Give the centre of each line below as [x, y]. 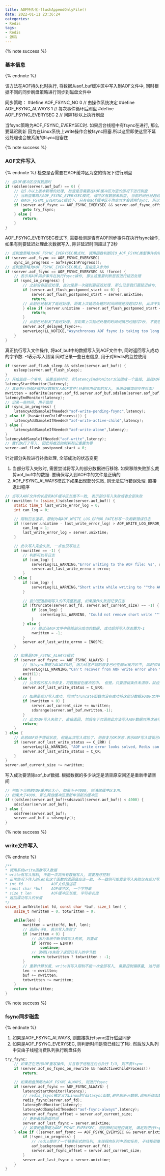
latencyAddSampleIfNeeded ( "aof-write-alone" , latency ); [71, 430]
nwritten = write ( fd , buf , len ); [57, 925]
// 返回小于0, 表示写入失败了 [50, 929]
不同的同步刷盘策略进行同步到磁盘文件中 [50, 92]
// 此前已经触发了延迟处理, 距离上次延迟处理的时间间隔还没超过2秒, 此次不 [90, 304]
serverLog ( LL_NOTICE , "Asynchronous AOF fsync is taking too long [91, 331]
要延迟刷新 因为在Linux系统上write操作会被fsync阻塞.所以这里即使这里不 [78, 131]
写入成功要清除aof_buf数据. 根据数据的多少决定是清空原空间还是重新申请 [79, 775]
